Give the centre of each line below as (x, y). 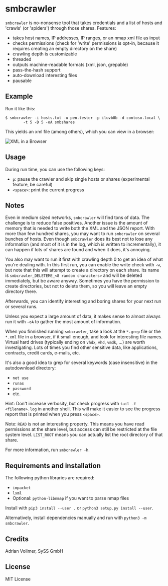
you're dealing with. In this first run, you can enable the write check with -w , (83, 265)
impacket (22, 488)
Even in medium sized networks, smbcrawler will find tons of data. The (77, 217)
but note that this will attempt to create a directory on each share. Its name (82, 270)
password (22, 389)
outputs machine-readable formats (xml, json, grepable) (70, 64)
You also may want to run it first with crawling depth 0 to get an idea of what (84, 259)
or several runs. (21, 307)
